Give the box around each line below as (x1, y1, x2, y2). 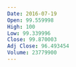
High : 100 (7, 23, 36, 30)
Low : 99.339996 (7, 29, 51, 37)
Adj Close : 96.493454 (7, 43, 70, 50)
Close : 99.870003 (7, 36, 57, 43)
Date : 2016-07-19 (7, 10, 57, 17)
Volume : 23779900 (7, 50, 57, 57)
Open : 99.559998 (7, 17, 54, 24)
